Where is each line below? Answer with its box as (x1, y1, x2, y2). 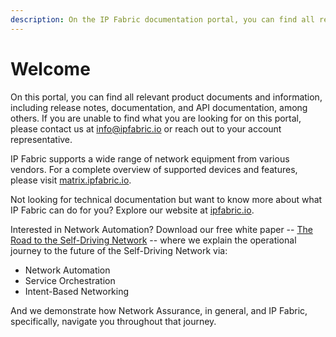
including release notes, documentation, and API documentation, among (10, 101, 308, 113)
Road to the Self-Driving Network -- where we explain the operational (10, 234, 297, 246)
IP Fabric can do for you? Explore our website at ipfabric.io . (10, 204, 255, 216)
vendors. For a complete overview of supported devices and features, (10, 163, 298, 175)
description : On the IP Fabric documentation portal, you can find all (10, 14, 315, 25)
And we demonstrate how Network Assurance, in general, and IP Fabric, (10, 304, 308, 316)
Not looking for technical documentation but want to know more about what (10, 193, 323, 205)
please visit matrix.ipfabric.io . (10, 174, 132, 186)
